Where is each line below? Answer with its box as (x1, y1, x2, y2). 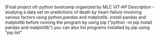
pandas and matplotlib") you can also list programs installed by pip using (5, 25, 150, 30)
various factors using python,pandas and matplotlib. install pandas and (5, 14, 146, 20)
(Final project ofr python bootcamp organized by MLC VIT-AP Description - (5, 4, 155, 10)
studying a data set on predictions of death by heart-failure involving (5, 9, 142, 15)
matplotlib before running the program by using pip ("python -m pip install (5, 19, 152, 25)
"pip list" (5, 30, 23, 35)
